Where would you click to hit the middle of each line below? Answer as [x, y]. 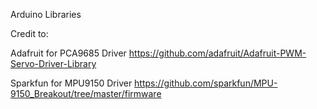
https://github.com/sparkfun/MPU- [206, 83]
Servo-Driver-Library [53, 63]
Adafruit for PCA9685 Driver [68, 53]
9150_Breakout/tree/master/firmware [86, 93]
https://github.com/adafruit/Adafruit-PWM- [217, 53]
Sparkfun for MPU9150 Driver [71, 83]
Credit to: [29, 33]
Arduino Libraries [46, 14]
